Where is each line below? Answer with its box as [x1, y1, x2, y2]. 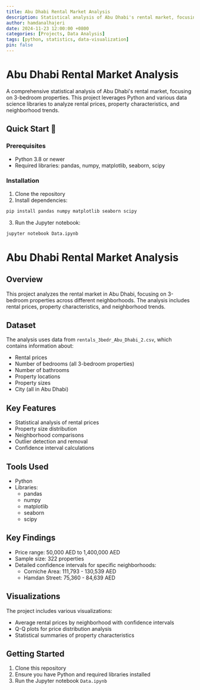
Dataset [6, 320, 36, 330]
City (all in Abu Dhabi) [14, 386, 69, 393]
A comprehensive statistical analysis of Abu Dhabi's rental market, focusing [6, 87, 192, 94]
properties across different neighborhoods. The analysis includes [29, 296, 190, 303]
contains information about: [6, 342, 74, 349]
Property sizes [14, 379, 51, 387]
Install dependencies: [14, 197, 68, 204]
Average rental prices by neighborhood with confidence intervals [14, 619, 174, 626]
